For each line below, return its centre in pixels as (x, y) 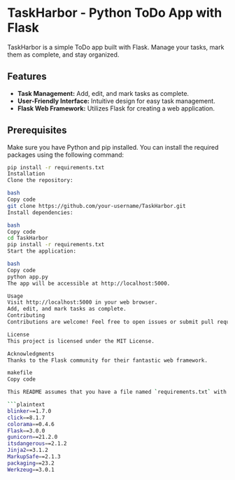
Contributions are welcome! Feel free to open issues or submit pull (111, 322)
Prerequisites (37, 130)
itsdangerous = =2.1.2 (37, 444)
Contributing (26, 316)
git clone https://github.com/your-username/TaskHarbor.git (97, 206)
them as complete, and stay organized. (63, 55)
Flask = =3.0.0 (26, 431)
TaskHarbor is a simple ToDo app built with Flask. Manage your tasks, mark (116, 47)
